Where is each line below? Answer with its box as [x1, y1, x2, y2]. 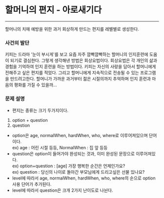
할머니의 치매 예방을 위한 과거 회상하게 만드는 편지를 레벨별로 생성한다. [5, 26, 139, 32]
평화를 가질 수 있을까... [14, 82, 57, 88]
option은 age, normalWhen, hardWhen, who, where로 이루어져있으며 [12, 132, 148, 138]
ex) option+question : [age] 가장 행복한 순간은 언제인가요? [12, 163, 125, 169]
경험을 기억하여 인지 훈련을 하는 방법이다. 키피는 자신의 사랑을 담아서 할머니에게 [5, 64, 156, 70]
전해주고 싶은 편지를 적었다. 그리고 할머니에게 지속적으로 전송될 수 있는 [5, 70, 139, 76]
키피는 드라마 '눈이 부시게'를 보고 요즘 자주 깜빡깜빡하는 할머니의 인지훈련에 [5, 52, 148, 58]
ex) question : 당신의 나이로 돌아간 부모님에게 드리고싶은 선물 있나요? [12, 169, 145, 175]
